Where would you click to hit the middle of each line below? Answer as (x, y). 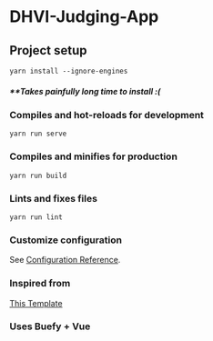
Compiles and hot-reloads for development (107, 115)
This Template (36, 303)
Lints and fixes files (54, 198)
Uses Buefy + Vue (50, 326)
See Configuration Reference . (65, 260)
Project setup (49, 50)
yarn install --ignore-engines (69, 71)
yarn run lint (36, 217)
